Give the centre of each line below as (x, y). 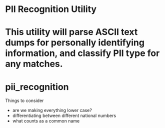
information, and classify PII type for (82, 53)
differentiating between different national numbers (64, 115)
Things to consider (24, 100)
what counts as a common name (46, 121)
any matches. (34, 64)
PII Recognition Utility (51, 9)
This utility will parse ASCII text (71, 32)
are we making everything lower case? (52, 110)
